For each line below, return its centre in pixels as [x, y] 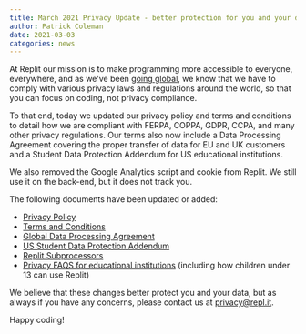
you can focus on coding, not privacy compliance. [103, 98]
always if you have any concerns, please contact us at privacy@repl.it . [142, 302]
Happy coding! [37, 320]
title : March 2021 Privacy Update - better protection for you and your [150, 18]
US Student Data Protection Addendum [96, 246]
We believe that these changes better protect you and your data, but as [143, 293]
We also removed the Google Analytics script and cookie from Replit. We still [153, 172]
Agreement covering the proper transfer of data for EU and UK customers [148, 145]
